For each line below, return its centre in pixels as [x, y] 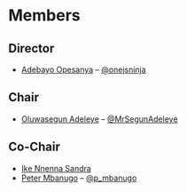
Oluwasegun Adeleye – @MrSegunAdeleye [99, 119]
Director [31, 48]
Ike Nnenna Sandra [56, 168]
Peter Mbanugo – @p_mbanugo [79, 178]
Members [44, 16]
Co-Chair [35, 147]
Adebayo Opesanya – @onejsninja [84, 69]
